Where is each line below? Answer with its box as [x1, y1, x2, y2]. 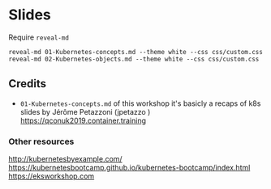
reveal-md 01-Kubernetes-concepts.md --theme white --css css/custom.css [8, 48, 264, 56]
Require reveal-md [8, 32, 69, 42]
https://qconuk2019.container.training [19, 115, 146, 125]
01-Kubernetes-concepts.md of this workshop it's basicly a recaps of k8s [19, 99, 261, 108]
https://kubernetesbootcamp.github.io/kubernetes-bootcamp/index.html [8, 163, 251, 173]
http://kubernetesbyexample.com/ [8, 154, 123, 164]
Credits [8, 77, 47, 90]
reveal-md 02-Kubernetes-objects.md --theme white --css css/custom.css [8, 55, 260, 63]
